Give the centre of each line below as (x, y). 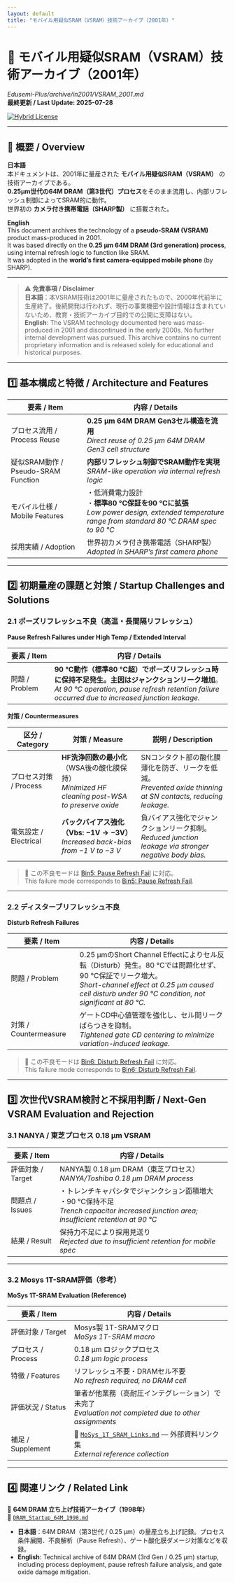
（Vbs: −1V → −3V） (97, 832)
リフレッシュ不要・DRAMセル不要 (130, 1372)
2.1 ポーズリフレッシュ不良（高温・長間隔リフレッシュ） (102, 622)
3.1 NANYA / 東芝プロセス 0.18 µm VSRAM (79, 1136)
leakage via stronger (175, 846)
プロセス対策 (32, 776)
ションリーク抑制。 (179, 828)
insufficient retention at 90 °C (108, 1219)
